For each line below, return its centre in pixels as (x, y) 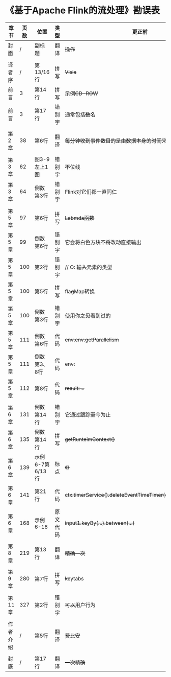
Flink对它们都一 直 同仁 (91, 192)
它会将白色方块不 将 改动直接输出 (103, 242)
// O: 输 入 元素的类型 (89, 267)
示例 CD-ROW (81, 94)
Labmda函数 (80, 218)
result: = (75, 388)
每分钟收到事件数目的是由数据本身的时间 (113, 141)
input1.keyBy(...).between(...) (100, 523)
